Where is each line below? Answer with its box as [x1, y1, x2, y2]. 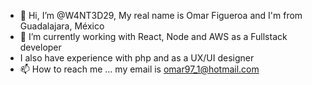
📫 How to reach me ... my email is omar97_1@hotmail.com [19, 63, 260, 75]
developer [19, 41, 62, 53]
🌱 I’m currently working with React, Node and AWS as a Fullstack [19, 31, 288, 42]
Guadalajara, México [19, 20, 105, 32]
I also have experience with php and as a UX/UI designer [19, 52, 255, 64]
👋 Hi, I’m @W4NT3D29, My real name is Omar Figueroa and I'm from [19, 10, 303, 21]
